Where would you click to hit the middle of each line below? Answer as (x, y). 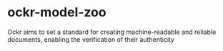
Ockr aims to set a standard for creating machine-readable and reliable (112, 32)
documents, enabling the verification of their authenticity (91, 39)
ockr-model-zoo (57, 12)
